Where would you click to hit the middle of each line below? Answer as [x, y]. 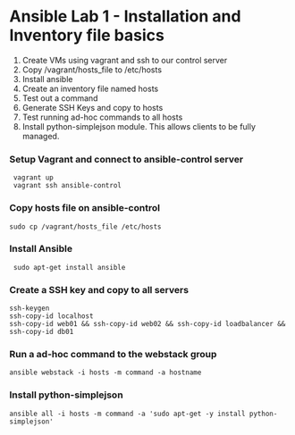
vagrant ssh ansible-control [67, 186]
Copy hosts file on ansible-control [85, 208]
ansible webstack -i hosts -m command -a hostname [105, 372]
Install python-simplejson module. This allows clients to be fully [139, 126]
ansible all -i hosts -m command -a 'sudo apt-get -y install [127, 414]
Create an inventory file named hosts [90, 88]
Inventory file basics [87, 35]
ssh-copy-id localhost [51, 316]
